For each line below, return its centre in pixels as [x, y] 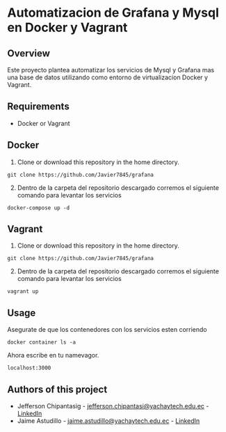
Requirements [38, 107]
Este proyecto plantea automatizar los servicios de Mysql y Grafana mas [111, 70]
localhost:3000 [29, 368]
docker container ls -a [42, 342]
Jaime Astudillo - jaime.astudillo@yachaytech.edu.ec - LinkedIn [108, 421]
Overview [29, 53]
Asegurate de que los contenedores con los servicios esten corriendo [107, 330]
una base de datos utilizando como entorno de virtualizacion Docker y [108, 77]
